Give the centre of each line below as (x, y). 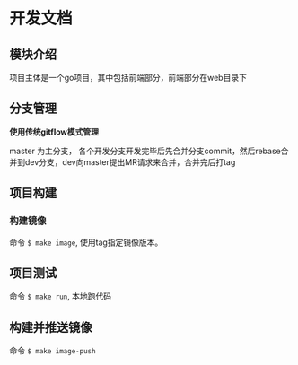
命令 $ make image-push (53, 351)
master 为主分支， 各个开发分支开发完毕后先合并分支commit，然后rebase (145, 151)
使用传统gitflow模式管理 (54, 132)
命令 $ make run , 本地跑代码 (61, 296)
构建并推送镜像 (51, 327)
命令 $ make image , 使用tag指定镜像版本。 (86, 242)
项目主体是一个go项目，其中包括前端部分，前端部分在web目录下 (128, 78)
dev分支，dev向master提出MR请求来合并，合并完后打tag (130, 161)
